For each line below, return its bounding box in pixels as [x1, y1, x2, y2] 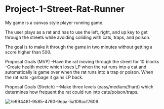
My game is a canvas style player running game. [5, 20, 104, 26]
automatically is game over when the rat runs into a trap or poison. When [5, 69, 154, 75]
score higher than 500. [5, 49, 52, 55]
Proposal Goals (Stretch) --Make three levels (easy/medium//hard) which [5, 83, 154, 89]
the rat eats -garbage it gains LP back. [5, 74, 83, 80]
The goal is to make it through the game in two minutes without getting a [5, 44, 153, 50]
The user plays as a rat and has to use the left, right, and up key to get [5, 29, 148, 35]
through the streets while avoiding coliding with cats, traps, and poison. [5, 34, 151, 40]
